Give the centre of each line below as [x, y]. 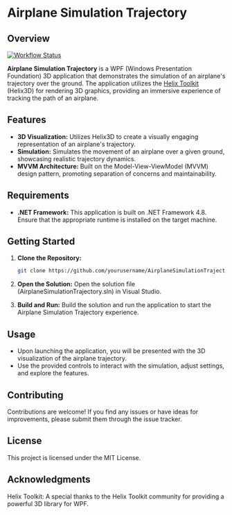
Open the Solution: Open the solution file [76, 284]
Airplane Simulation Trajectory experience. [78, 312]
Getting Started [41, 242]
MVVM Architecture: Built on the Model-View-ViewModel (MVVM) [113, 166]
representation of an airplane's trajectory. [77, 144]
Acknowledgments [49, 480]
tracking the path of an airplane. [53, 98]
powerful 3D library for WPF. [48, 504]
